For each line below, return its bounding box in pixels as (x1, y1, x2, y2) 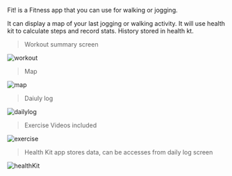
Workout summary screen (24, 40, 99, 48)
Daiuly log (24, 94, 53, 102)
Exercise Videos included (24, 121, 97, 129)
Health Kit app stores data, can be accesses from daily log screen (24, 148, 213, 156)
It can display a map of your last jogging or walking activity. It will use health (7, 19, 226, 27)
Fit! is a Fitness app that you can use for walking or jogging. (7, 6, 179, 14)
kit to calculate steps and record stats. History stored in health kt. (7, 27, 194, 35)
